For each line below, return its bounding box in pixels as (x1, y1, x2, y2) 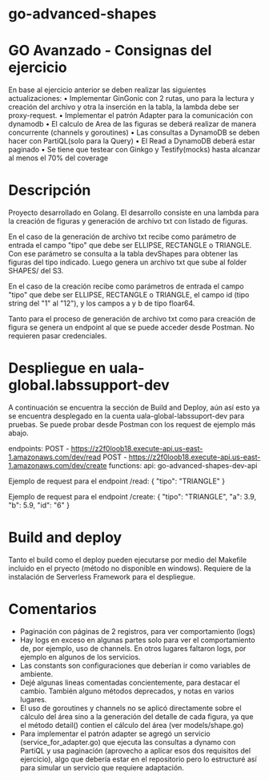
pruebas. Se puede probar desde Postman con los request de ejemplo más (8, 420, 256, 429)
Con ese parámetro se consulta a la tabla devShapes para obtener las (8, 249, 239, 259)
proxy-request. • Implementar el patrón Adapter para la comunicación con (8, 111, 254, 120)
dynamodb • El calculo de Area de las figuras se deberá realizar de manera (8, 119, 257, 129)
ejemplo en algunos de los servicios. (19, 652, 141, 661)
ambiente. (19, 669, 54, 678)
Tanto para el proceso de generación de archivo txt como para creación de (8, 314, 256, 324)
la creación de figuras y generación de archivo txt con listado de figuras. (8, 216, 248, 226)
